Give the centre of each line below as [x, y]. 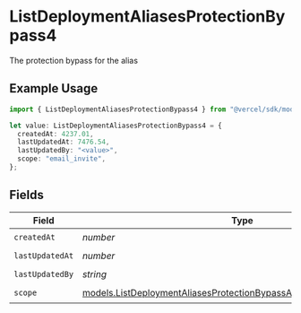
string [95, 274]
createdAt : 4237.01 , [56, 134]
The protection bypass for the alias [74, 60]
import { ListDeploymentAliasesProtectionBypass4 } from [118, 109]
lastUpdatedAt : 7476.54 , [64, 142]
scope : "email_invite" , [61, 159]
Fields [27, 195]
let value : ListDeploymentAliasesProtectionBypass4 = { [116, 126]
